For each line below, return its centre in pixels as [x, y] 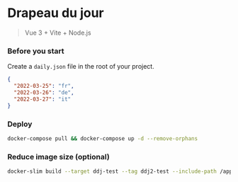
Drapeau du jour [56, 13]
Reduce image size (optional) [58, 157]
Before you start [36, 51]
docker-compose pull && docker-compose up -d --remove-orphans [103, 138]
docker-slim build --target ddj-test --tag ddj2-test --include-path [112, 171]
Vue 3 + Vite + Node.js [58, 33]
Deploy [20, 124]
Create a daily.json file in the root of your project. [81, 67]
